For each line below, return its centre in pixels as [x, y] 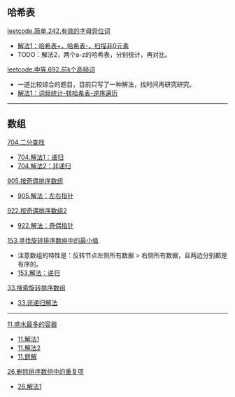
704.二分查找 [26, 142]
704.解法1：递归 [41, 157]
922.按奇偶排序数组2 [37, 210]
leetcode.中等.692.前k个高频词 [51, 69]
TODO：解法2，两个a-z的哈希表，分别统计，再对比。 [94, 54]
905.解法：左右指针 [45, 196]
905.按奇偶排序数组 [35, 180]
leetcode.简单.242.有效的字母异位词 [59, 31]
